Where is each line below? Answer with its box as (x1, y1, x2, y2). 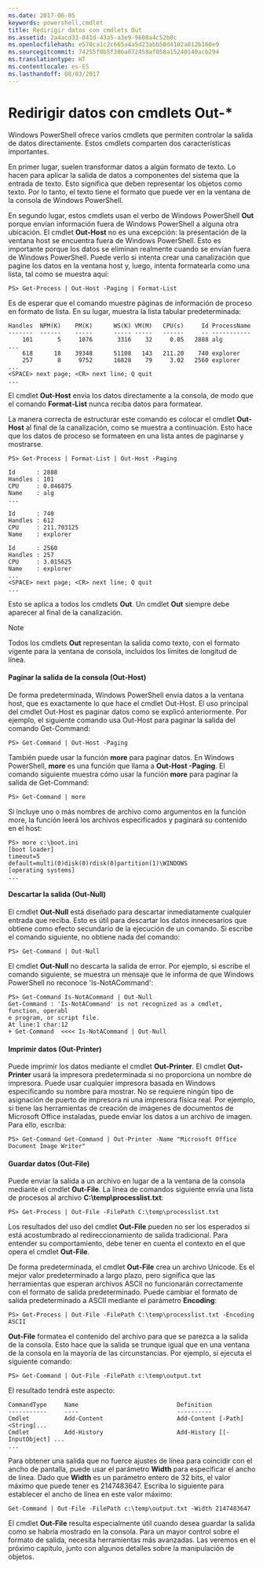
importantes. (8, 146, 49, 156)
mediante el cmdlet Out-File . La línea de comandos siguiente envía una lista (8, 1185, 254, 1194)
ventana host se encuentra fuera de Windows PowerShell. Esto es (8, 235, 221, 245)
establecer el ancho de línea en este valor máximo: (8, 1490, 173, 1499)
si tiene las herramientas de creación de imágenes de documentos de (8, 1103, 234, 1113)
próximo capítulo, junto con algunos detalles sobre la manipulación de (8, 1544, 235, 1553)
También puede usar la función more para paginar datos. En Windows (8, 752, 235, 762)
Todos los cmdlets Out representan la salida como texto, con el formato (8, 638, 240, 648)
